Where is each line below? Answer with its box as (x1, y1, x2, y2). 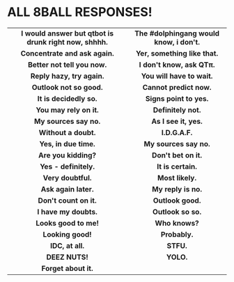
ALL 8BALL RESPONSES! (7, 4, 153, 20)
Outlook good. (153, 196, 201, 205)
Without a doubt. (38, 127, 96, 137)
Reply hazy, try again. (30, 71, 104, 81)
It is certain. (156, 162, 197, 171)
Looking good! (42, 229, 92, 239)
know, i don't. (154, 37, 201, 47)
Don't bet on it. (152, 150, 203, 160)
